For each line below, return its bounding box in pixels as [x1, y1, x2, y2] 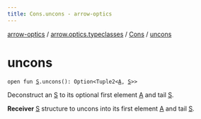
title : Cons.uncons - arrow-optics [7, 10, 113, 18]
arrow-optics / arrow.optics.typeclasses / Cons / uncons [7, 30, 172, 38]
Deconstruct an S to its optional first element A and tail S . [7, 90, 174, 99]
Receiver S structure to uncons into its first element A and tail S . [7, 104, 195, 113]
